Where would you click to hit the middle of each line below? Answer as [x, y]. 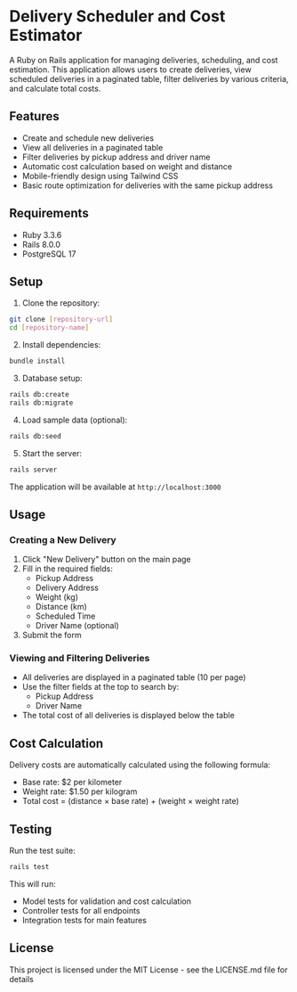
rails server [33, 470]
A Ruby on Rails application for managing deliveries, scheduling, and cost [144, 60]
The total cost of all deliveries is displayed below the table [128, 716]
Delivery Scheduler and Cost [117, 16]
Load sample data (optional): [75, 420]
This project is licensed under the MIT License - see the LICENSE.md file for [148, 970]
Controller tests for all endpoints [81, 910]
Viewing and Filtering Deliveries [80, 659]
